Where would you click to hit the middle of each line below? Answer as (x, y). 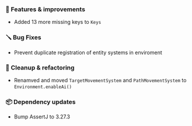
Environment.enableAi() (43, 87)
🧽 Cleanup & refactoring (40, 68)
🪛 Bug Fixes (23, 37)
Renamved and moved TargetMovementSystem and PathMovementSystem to (100, 80)
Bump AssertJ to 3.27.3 (42, 117)
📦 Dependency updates (41, 101)
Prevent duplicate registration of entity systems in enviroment (88, 52)
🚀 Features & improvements (46, 9)
